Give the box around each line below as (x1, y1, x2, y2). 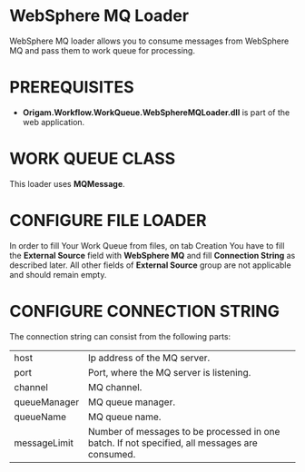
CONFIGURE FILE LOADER (9, 211, 207, 231)
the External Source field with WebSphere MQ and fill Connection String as (9, 250, 296, 261)
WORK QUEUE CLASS (9, 149, 176, 169)
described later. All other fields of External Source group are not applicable (9, 260, 292, 270)
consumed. (87, 447, 136, 460)
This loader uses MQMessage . (9, 178, 125, 189)
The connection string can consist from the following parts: (9, 330, 231, 341)
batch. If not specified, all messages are (87, 437, 259, 449)
